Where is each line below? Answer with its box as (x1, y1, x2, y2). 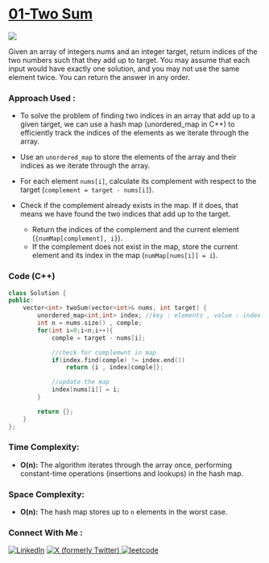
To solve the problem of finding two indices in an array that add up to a (19, 111, 256, 121)
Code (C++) (8, 271, 56, 282)
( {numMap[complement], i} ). (31, 233, 123, 243)
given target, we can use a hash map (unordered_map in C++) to (19, 119, 235, 129)
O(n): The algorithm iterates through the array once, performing (19, 460, 232, 469)
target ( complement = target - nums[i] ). (19, 185, 155, 194)
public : (8, 296, 35, 305)
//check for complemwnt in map (51, 348, 157, 357)
